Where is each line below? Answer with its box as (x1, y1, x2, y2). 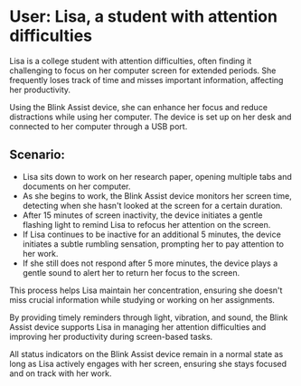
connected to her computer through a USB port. (9, 120, 188, 132)
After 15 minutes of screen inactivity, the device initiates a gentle (22, 210, 263, 221)
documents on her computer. (22, 181, 131, 192)
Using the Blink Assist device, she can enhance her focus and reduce (9, 101, 268, 112)
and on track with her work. (9, 368, 112, 379)
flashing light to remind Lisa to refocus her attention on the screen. (22, 219, 271, 230)
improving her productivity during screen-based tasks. (9, 331, 213, 342)
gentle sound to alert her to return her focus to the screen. (22, 267, 240, 278)
